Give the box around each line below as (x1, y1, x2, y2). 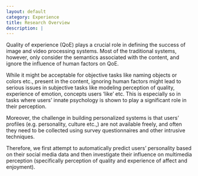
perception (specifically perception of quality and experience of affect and (6, 157, 188, 164)
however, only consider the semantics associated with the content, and (6, 54, 179, 61)
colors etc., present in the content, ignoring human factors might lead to (6, 78, 181, 85)
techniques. (6, 133, 35, 141)
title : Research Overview (6, 19, 70, 25)
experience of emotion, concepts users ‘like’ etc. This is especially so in (6, 90, 181, 97)
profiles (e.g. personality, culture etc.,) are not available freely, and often (6, 120, 182, 128)
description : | (6, 25, 44, 31)
